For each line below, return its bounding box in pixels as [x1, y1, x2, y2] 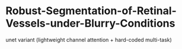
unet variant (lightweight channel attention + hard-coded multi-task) [5, 36, 173, 43]
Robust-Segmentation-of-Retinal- [5, 4, 177, 18]
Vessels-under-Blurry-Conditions [5, 17, 175, 30]
